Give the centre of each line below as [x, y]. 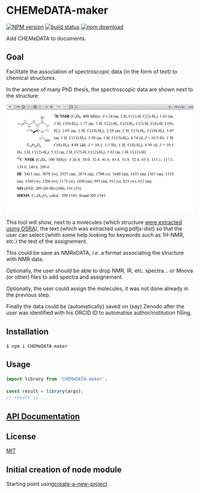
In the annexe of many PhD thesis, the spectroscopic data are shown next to [100, 89]
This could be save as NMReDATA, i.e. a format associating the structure [95, 253]
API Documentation [43, 416]
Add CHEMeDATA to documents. [46, 38]
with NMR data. [25, 259]
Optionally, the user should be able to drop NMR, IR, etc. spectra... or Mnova [100, 271]
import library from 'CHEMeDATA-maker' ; [57, 379]
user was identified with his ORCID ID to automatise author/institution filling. [99, 313]
